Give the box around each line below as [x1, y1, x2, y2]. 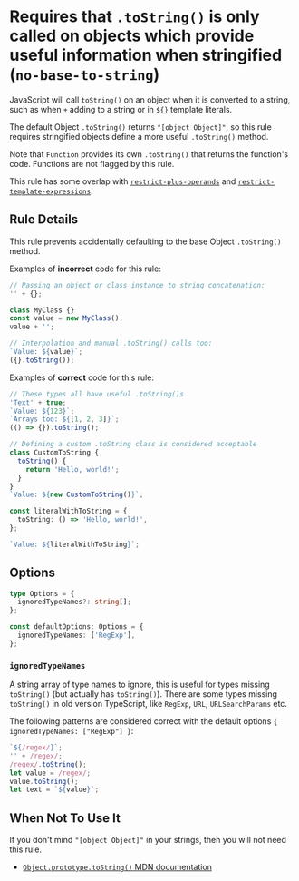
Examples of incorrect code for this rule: [9, 263, 161, 274]
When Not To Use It [9, 810, 121, 826]
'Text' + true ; [9, 397, 67, 407]
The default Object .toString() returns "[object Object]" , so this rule [9, 121, 272, 132]
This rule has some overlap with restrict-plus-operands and [9, 175, 236, 187]
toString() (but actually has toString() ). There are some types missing [9, 689, 278, 700]
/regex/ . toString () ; [9, 759, 88, 768]
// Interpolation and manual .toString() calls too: [9, 338, 213, 348]
